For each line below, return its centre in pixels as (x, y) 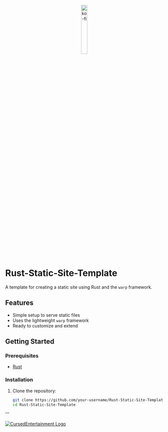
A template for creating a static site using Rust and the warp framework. (79, 287)
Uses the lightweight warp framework (51, 320)
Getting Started (30, 342)
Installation (19, 380)
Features (19, 303)
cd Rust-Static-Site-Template (44, 405)
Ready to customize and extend (45, 325)
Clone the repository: (34, 391)
